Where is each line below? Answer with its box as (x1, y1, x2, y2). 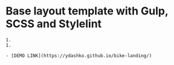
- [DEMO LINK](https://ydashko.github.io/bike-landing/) (5, 52, 152, 58)
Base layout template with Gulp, (5, 4, 169, 18)
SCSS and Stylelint (5, 17, 102, 31)
